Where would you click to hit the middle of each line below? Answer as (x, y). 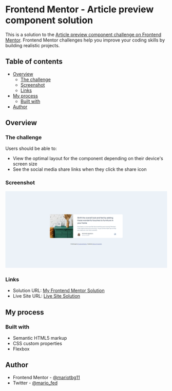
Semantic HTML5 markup (40, 338)
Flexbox (21, 349)
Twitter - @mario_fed (35, 383)
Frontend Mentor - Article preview (80, 9)
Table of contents (34, 62)
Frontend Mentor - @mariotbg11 (46, 377)
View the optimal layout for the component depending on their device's (88, 159)
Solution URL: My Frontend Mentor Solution (59, 290)
